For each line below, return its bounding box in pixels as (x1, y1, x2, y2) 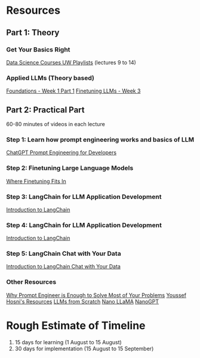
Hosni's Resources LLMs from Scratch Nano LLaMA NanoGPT (6, 298, 159, 305)
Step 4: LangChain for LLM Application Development (6, 221, 162, 229)
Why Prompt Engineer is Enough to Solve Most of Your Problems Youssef (6, 291, 187, 299)
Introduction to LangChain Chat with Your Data (6, 263, 121, 270)
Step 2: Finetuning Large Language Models (6, 164, 134, 172)
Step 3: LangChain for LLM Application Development (6, 192, 162, 201)
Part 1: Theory (6, 27, 60, 38)
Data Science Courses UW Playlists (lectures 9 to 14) (6, 59, 136, 66)
